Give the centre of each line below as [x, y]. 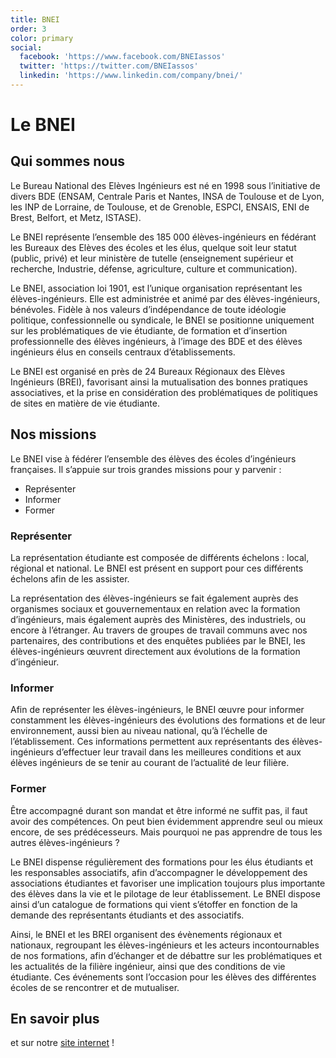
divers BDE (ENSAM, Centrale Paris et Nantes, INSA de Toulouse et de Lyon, [167, 196]
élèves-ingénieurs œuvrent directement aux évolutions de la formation [155, 651]
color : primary [42, 38]
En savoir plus [55, 1018]
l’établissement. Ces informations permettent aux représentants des [150, 742]
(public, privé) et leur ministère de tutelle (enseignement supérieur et [152, 258]
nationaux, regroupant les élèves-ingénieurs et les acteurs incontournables [165, 945]
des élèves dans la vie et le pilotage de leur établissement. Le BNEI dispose [165, 893]
